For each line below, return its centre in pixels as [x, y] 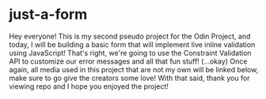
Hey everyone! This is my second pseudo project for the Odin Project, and [130, 36]
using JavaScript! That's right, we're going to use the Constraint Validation [130, 53]
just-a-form [48, 15]
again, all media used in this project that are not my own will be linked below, [134, 69]
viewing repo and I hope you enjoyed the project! [89, 86]
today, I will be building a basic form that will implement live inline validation [132, 44]
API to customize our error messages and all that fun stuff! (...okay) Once [128, 61]
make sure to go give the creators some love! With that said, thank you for [129, 78]
